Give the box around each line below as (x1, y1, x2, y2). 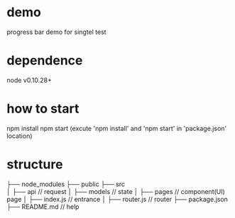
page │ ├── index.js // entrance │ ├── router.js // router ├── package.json (6, 195, 229, 203)
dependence (6, 52, 83, 69)
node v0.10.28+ (6, 76, 53, 84)
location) (6, 132, 33, 140)
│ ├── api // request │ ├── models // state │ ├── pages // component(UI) (6, 187, 225, 195)
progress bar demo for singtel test (6, 28, 107, 36)
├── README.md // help (6, 202, 80, 211)
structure (6, 156, 63, 172)
